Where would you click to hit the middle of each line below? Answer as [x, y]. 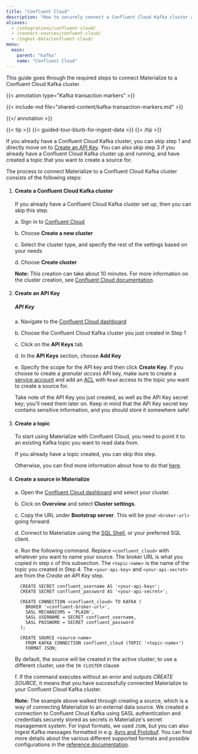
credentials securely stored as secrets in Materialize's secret [88, 719]
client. [22, 539]
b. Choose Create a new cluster [54, 233]
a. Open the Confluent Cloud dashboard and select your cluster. [92, 492]
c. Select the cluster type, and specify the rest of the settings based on [101, 244]
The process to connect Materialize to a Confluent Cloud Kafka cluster [92, 171]
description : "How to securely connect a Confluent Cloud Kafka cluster [97, 17]
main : [18, 50]
